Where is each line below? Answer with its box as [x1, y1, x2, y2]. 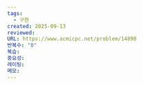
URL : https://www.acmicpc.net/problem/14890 [7, 36, 137, 42]
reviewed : [7, 29, 36, 36]
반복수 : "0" [7, 42, 37, 49]
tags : [7, 10, 23, 17]
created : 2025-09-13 [7, 23, 67, 29]
